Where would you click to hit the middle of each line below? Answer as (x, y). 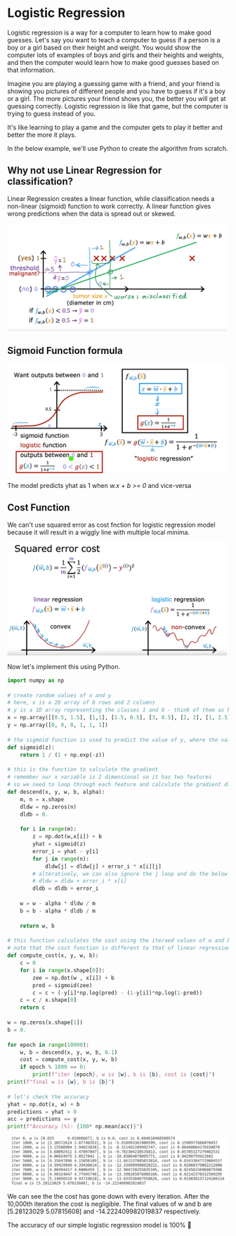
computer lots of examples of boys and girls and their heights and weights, (116, 55)
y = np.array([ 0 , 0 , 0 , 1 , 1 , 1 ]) (58, 725)
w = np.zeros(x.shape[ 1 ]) (45, 1023)
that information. (31, 70)
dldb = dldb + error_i (66, 889)
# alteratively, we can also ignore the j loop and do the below (130, 874)
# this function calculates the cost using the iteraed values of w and (116, 941)
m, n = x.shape (42, 799)
